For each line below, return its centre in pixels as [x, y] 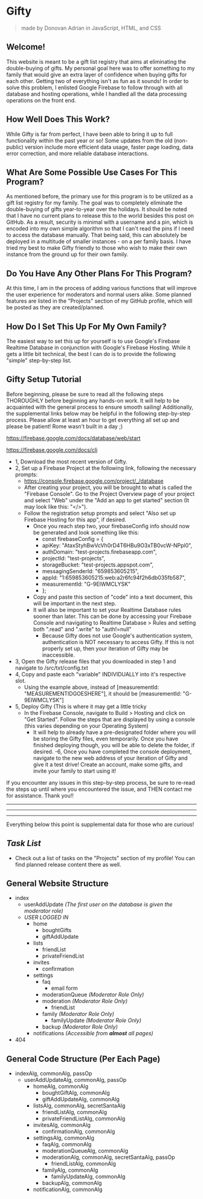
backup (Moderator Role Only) [80, 1027]
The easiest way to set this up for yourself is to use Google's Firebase [93, 341]
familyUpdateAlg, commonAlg [88, 1177]
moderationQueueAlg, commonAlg [85, 1151]
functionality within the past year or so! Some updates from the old [89, 140]
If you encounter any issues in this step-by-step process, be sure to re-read [101, 782]
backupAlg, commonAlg [72, 1183]
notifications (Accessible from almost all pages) [93, 1033]
